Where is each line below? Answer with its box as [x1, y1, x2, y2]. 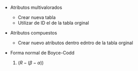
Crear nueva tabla [17, 14, 56, 20]
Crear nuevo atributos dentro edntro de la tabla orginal [17, 40, 133, 46]
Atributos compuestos [10, 30, 57, 35]
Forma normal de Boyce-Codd [10, 50, 74, 56]
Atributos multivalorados [10, 5, 63, 10]
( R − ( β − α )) [17, 60, 44, 66]
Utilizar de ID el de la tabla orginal [17, 20, 89, 26]
